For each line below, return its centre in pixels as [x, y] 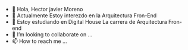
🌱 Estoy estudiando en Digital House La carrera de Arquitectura [90, 22]
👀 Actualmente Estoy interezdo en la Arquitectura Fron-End [84, 15]
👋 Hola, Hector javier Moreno [47, 9]
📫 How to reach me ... [39, 41]
